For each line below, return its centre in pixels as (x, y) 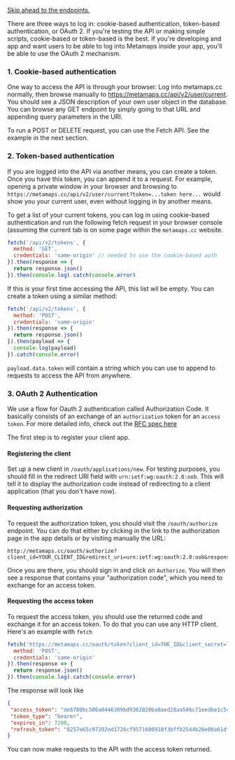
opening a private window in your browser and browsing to (92, 186)
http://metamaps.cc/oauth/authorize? (62, 551)
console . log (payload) (45, 348)
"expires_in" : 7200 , (40, 723)
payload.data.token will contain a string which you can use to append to (111, 368)
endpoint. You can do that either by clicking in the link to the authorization (114, 531)
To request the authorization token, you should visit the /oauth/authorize (113, 523)
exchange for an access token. (52, 585)
